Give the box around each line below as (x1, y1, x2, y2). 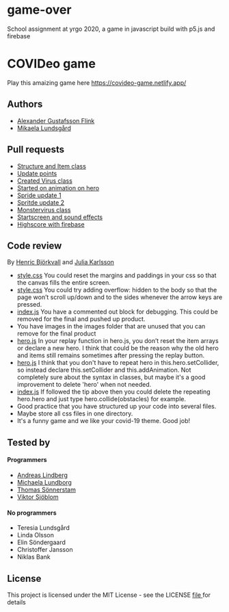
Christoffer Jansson (16, 546, 73, 554)
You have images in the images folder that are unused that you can (16, 322, 206, 331)
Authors (7, 99, 43, 110)
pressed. (16, 301, 42, 309)
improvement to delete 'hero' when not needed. (16, 381, 152, 389)
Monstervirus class (16, 205, 71, 214)
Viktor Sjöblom (16, 492, 59, 501)
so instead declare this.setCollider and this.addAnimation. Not (16, 366, 191, 374)
